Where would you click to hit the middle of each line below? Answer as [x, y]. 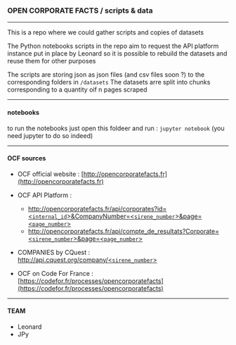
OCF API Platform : [45, 195]
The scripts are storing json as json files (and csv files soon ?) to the [106, 75]
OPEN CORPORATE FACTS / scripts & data [80, 11]
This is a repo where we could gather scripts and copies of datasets [106, 32]
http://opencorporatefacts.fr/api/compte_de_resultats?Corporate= [124, 231]
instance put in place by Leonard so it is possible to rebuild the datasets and [117, 54]
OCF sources [27, 158]
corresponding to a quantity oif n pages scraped [77, 89]
